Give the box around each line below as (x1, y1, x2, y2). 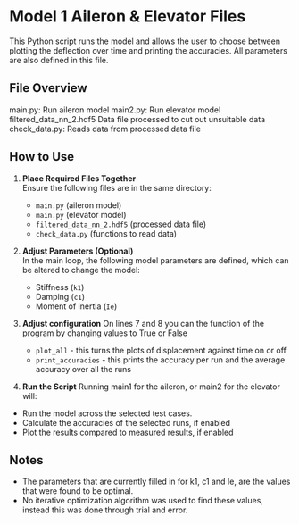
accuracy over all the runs (35, 363, 132, 374)
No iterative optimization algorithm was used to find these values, (21, 495, 263, 506)
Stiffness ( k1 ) (35, 281, 85, 292)
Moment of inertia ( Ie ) (35, 301, 118, 312)
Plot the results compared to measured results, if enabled (21, 427, 234, 437)
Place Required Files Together (21, 172, 137, 184)
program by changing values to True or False (21, 328, 187, 338)
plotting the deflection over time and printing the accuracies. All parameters (9, 45, 288, 55)
